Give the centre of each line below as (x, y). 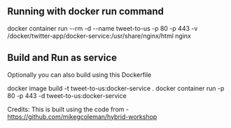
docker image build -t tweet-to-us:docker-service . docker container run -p (116, 88)
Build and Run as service (62, 58)
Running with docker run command (86, 12)
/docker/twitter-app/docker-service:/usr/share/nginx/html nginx (99, 36)
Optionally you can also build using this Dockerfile (79, 74)
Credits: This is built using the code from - (68, 109)
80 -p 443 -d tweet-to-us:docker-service (67, 95)
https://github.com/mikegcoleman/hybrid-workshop (82, 116)
